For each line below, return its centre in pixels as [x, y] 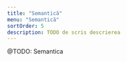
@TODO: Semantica [35, 52]
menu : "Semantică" [33, 20]
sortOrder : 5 [26, 26]
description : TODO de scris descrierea [64, 32]
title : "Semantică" [35, 13]
